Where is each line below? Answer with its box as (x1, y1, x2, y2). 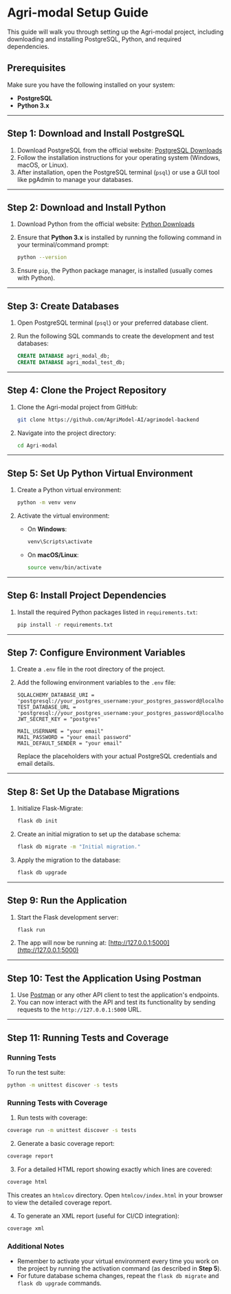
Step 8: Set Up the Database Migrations (7, 786, 180, 798)
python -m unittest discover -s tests (7, 1081, 118, 1089)
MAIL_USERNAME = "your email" (16, 728, 104, 735)
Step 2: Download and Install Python (7, 201, 166, 213)
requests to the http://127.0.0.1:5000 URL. (16, 1005, 142, 1014)
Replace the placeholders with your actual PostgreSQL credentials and (16, 752, 217, 760)
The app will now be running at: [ (16, 939, 111, 947)
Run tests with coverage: (16, 1113, 88, 1122)
